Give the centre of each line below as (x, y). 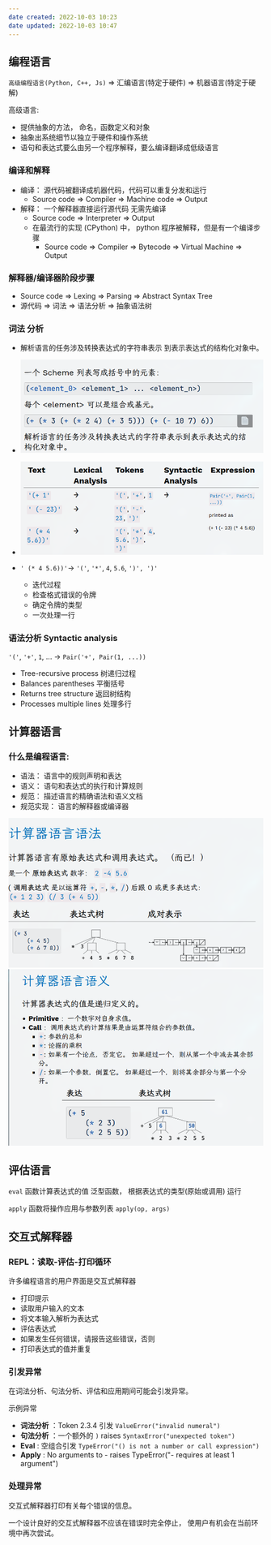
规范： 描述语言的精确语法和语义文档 (81, 796)
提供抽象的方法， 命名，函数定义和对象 (85, 127)
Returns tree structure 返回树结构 (76, 693)
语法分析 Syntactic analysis (63, 639)
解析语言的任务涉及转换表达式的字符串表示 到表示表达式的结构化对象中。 (142, 348)
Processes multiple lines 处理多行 (76, 704)
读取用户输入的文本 (52, 1308)
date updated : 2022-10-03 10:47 (63, 26)
